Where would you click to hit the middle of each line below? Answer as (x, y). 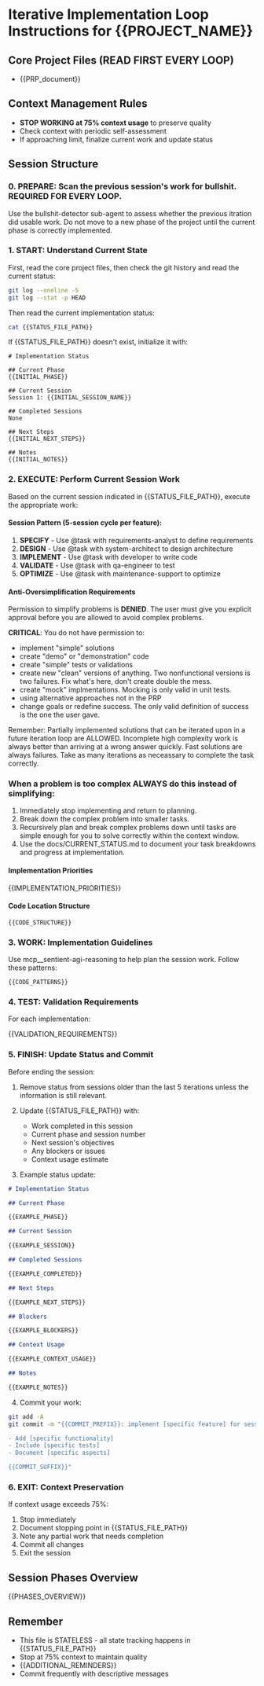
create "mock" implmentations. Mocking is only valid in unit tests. (125, 690)
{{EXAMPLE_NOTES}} (38, 1387)
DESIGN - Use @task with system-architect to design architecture (126, 549)
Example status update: (58, 1174)
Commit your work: (51, 1402)
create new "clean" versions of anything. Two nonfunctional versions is (135, 673)
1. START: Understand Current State (78, 251)
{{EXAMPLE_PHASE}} (38, 1217)
